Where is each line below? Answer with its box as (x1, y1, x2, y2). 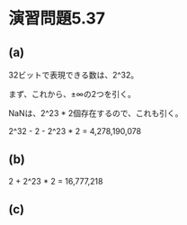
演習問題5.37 (8, 8, 105, 29)
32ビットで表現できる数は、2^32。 (8, 69, 139, 80)
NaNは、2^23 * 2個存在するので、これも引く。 (8, 108, 183, 118)
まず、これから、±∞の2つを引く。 (8, 89, 136, 99)
